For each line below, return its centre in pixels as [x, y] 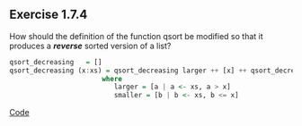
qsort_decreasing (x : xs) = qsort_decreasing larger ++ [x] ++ [128, 71]
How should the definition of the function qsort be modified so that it [136, 36]
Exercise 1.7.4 [49, 15]
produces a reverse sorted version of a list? [90, 46]
